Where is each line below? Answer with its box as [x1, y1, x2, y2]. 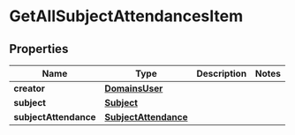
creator [13, 82, 46, 94]
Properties [9, 41, 69, 56]
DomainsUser [104, 82, 163, 94]
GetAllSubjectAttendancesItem [9, 6, 244, 26]
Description [196, 68, 247, 79]
